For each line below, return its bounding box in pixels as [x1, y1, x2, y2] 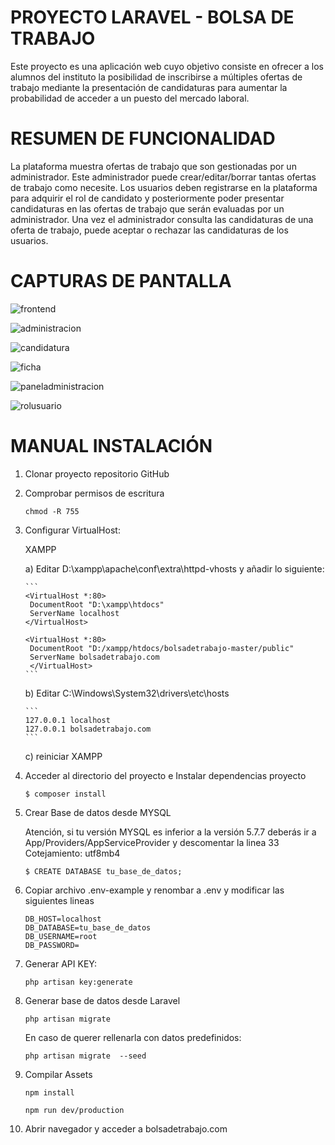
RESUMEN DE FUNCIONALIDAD [10, 127, 276, 150]
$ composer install [24, 789, 107, 799]
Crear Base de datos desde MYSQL [24, 806, 172, 818]
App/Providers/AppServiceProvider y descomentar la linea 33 [24, 836, 280, 848]
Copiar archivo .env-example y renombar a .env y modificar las [24, 884, 285, 896]
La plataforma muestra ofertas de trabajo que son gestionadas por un [10, 160, 297, 172]
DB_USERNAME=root [24, 931, 98, 941]
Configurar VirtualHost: [24, 524, 121, 536]
